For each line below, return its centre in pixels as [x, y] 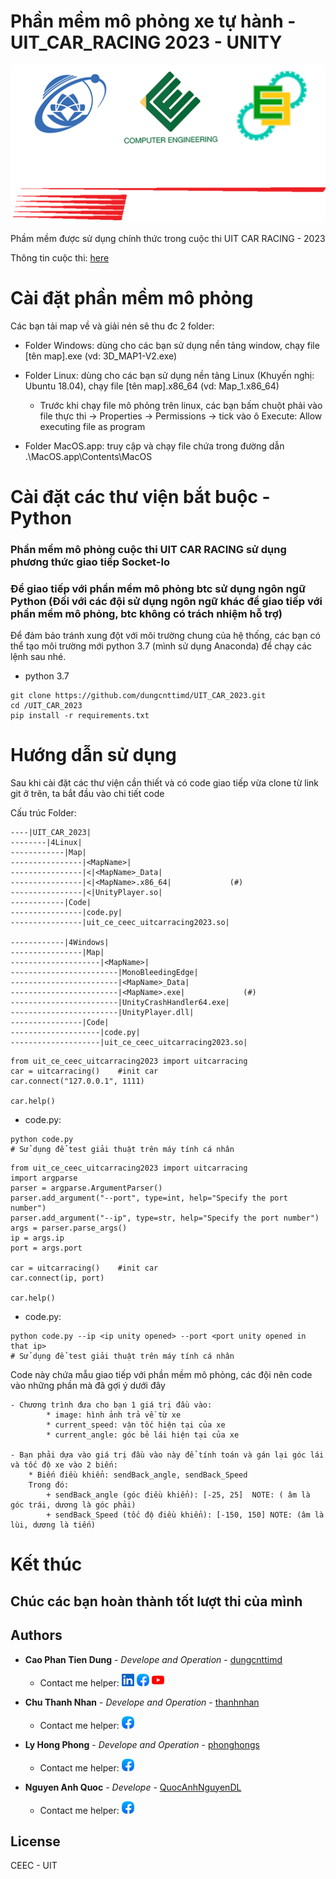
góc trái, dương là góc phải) [73, 1505]
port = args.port [46, 1248]
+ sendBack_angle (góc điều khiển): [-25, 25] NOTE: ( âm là [178, 1495]
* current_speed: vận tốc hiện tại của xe [136, 1425]
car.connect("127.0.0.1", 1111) [77, 1081]
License [35, 1841]
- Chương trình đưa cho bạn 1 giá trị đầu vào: [111, 1405]
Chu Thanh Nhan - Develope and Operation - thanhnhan [142, 1702]
